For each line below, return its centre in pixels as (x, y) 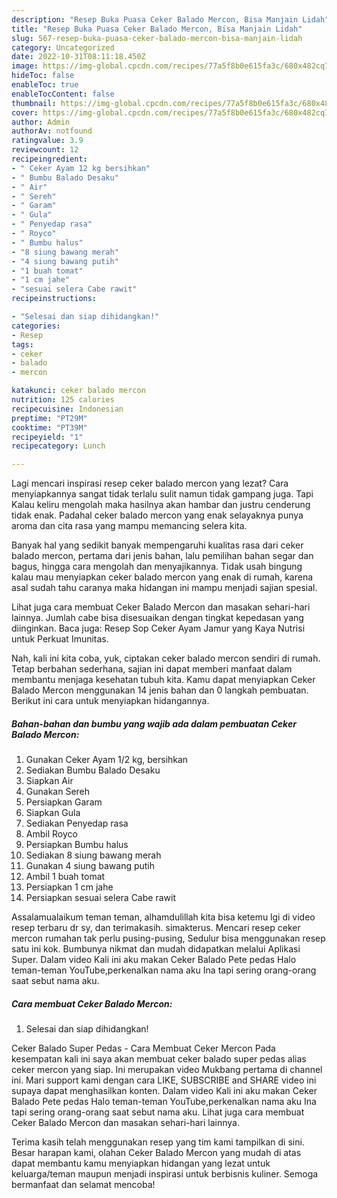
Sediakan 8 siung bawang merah (93, 855)
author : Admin (41, 122)
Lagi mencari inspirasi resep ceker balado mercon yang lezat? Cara (150, 483)
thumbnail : (34, 103)
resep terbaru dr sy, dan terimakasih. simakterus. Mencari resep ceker (156, 928)
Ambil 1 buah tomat (65, 877)
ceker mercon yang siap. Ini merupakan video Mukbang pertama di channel (167, 1070)
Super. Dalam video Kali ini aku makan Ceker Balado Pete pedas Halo (154, 960)
